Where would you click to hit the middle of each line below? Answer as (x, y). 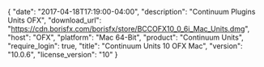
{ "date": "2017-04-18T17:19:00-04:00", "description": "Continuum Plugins (132, 12)
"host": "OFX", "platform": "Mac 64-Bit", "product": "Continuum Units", (126, 37)
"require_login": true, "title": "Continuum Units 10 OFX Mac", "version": (126, 46)
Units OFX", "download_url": (55, 20)
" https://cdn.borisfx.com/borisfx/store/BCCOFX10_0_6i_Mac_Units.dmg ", (129, 29)
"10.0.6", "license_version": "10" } (63, 54)
